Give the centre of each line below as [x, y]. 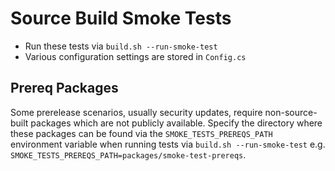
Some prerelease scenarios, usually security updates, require [136, 112]
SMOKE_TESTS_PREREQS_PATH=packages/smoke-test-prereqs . [128, 154]
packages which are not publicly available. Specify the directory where [176, 123]
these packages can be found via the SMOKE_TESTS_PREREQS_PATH [141, 133]
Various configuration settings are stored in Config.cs [135, 56]
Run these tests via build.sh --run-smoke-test [121, 46]
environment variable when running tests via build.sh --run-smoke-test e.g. [168, 144]
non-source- [291, 112]
